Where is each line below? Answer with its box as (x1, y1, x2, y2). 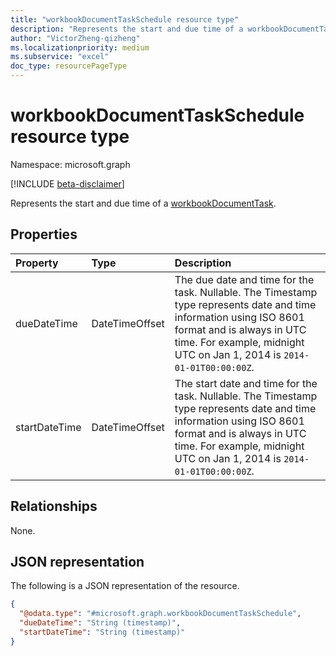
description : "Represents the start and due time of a (10, 24, 244, 34)
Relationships (10, 498, 98, 515)
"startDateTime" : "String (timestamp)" (19, 627, 186, 637)
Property (15, 256, 59, 270)
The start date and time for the (174, 376, 318, 390)
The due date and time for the (174, 272, 315, 286)
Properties (10, 226, 78, 243)
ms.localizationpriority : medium (10, 42, 150, 53)
